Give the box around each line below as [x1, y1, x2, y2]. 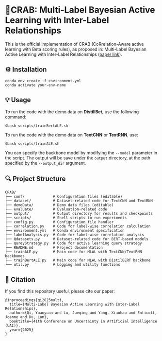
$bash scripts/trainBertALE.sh [5, 123, 68, 128]
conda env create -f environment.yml [5, 78, 81, 83]
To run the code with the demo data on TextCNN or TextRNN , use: [5, 132, 138, 137]
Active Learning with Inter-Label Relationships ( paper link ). [5, 51, 122, 57]
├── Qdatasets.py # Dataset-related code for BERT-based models [5, 237, 149, 242]
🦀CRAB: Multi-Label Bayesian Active [5, 4, 155, 16]
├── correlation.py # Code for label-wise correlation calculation [5, 224, 151, 229]
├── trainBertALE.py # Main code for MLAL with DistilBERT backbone [5, 258, 151, 263]
